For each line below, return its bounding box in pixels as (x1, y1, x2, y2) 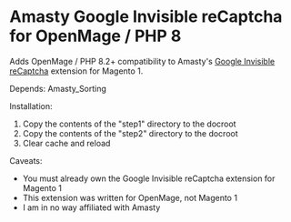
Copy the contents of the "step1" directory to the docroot (22, 118, 236, 129)
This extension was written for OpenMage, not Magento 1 (22, 192, 238, 203)
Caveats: (9, 155, 43, 166)
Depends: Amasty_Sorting (9, 83, 107, 94)
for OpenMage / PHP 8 (9, 25, 182, 46)
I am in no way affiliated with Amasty (22, 202, 161, 213)
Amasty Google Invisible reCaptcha (9, 6, 283, 27)
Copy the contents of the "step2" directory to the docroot (22, 127, 238, 138)
